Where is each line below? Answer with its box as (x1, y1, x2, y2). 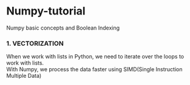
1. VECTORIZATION (6, 39, 64, 48)
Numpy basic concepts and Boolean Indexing (6, 24, 120, 31)
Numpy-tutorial (6, 4, 86, 18)
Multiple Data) (6, 72, 42, 80)
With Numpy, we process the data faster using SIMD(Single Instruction (6, 66, 183, 73)
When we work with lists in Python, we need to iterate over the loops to (6, 53, 184, 60)
